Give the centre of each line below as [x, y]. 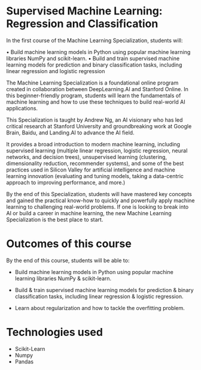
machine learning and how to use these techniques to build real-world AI [96, 102]
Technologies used [55, 333]
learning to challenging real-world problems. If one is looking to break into [98, 207]
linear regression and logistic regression [56, 71]
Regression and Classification [82, 24]
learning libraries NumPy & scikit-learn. [63, 278]
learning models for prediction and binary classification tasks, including [94, 65]
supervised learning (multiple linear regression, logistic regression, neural [97, 151]
